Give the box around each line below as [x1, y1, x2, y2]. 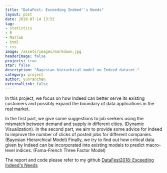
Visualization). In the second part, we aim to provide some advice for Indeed [5, 126, 162, 132]
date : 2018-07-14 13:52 [5, 16, 55, 21]
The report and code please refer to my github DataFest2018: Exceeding [5, 157, 154, 163]
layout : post [5, 12, 32, 17]
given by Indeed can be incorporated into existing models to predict [5, 142, 145, 148]
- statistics [5, 26, 32, 31]
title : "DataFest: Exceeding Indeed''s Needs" [5, 7, 104, 12]
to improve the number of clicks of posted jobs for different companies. [5, 131, 152, 137]
